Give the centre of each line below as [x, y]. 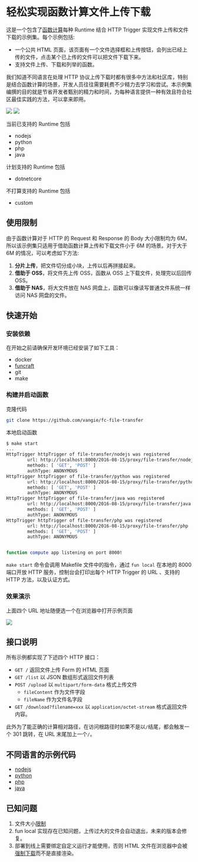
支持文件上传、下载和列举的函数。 [56, 64]
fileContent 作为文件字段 [54, 692]
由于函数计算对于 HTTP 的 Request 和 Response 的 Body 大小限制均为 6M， [98, 238]
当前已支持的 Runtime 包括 [38, 124]
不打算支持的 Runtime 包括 [38, 191]
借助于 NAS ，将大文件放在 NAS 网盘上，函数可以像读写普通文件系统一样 [103, 288]
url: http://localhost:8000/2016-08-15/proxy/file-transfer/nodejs [112, 460]
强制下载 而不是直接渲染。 [46, 853]
